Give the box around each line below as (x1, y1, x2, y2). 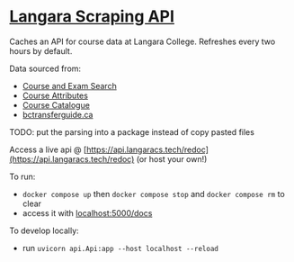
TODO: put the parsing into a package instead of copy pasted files (9, 126, 254, 137)
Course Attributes (22, 90, 88, 101)
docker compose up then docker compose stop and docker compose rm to (22, 188, 285, 199)
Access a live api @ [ (9, 144, 87, 155)
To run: (9, 171, 36, 182)
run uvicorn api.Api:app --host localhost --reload (22, 242, 218, 253)
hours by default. (9, 45, 73, 56)
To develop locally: (9, 225, 79, 236)
